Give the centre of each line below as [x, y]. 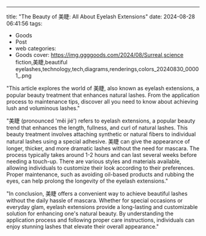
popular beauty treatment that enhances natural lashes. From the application [103, 95]
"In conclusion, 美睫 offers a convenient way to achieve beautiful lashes [97, 193]
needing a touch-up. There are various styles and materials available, [94, 161]
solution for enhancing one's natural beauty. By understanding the [90, 213]
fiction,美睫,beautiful [41, 62]
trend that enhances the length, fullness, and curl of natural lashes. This [97, 128]
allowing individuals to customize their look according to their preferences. [101, 168]
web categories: [36, 48]
